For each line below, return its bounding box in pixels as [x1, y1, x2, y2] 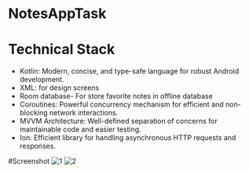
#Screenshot [8, 157, 50, 166]
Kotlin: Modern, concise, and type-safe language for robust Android [19, 67, 240, 76]
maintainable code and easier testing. [19, 124, 141, 134]
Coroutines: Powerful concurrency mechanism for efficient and [19, 99, 224, 110]
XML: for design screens [19, 83, 100, 92]
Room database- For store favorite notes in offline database [19, 92, 214, 101]
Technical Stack [8, 41, 115, 59]
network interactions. [49, 108, 119, 117]
